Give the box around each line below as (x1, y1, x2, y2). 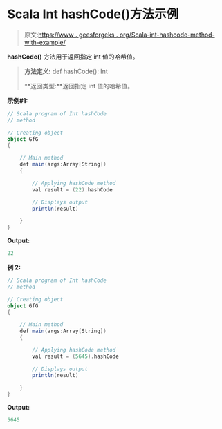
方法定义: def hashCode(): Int (24, 67, 109, 75)
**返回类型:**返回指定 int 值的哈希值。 (24, 82, 134, 90)
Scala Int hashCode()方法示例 (7, 6, 179, 22)
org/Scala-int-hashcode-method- (119, 30, 216, 39)
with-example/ (24, 38, 66, 46)
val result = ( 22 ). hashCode (32, 186, 113, 193)
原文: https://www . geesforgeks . (24, 30, 118, 39)
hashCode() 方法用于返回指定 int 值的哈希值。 (7, 53, 140, 61)
